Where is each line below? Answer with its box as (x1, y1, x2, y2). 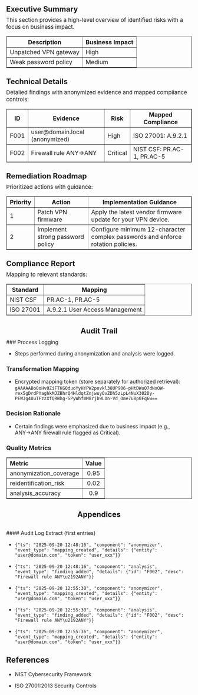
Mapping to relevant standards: (6, 271, 87, 278)
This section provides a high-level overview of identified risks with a (6, 16, 184, 24)
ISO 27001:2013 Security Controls (14, 682, 97, 689)
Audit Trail (80, 326, 118, 335)
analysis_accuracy (9, 489, 61, 497)
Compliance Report (6, 259, 75, 268)
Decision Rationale (6, 410, 61, 418)
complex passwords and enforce (91, 233, 182, 241)
